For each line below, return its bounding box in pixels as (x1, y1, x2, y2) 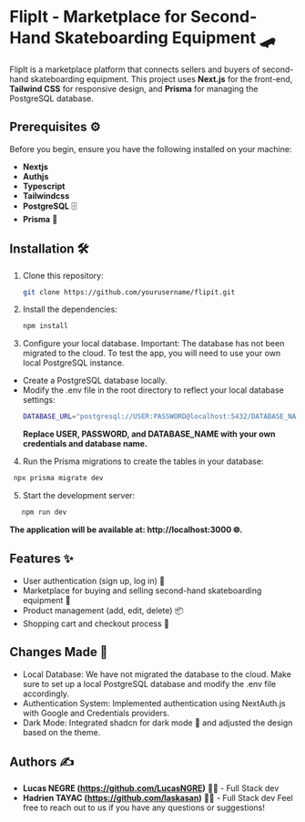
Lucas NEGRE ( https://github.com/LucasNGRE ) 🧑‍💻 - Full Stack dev (22, 783, 280, 794)
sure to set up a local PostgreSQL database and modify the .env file (22, 678, 276, 689)
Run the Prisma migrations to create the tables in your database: (22, 456, 264, 467)
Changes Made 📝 (9, 644, 108, 660)
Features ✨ (9, 551, 74, 567)
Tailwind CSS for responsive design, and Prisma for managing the (9, 83, 259, 94)
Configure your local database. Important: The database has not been (22, 338, 285, 349)
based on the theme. (22, 726, 101, 737)
